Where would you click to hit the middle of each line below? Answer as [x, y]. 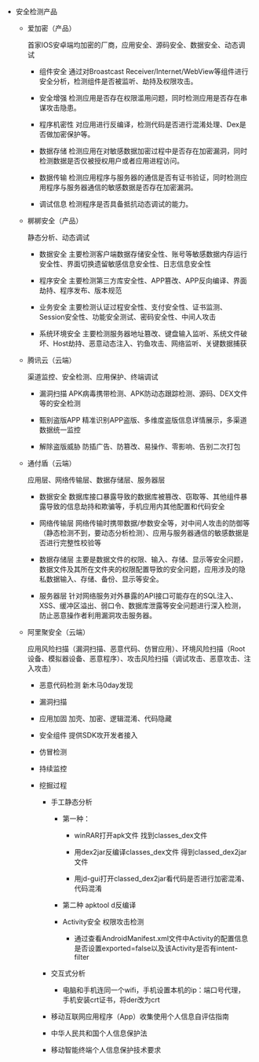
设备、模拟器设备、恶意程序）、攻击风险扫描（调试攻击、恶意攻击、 [136, 659]
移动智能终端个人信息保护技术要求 [106, 1050]
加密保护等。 [74, 134]
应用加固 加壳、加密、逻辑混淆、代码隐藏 [106, 718]
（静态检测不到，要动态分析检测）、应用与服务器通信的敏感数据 [140, 533]
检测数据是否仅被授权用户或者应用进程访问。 [111, 161]
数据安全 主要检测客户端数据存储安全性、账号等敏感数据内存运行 [143, 254]
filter [82, 957]
